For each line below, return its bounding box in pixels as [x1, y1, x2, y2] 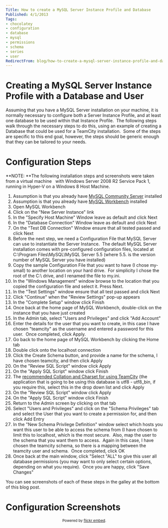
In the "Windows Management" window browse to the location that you [12, 278, 160, 284]
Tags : [5, 16, 17, 21]
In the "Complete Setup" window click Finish [12, 299, 105, 305]
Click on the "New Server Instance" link [12, 209, 94, 215]
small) [12, 268, 26, 274]
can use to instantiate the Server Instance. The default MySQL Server [12, 241, 157, 247]
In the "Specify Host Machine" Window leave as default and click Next [12, 214, 158, 220]
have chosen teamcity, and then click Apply [12, 358, 103, 364]
